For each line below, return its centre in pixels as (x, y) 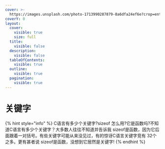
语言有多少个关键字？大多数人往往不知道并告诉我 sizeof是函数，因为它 (84, 129)
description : (23, 51)
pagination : (22, 78)
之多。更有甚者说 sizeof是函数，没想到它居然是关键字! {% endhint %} (75, 142)
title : (16, 42)
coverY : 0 (15, 19)
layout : (13, 23)
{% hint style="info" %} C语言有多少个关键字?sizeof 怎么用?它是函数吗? (78, 123)
